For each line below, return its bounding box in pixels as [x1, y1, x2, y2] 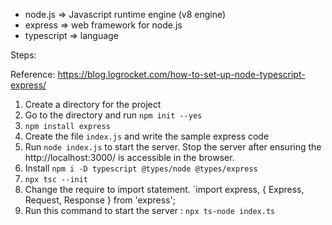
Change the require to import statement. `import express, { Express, [24, 184, 305, 195]
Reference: [10, 69, 56, 80]
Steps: [10, 49, 37, 61]
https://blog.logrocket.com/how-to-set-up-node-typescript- [57, 69, 306, 80]
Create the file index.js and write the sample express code [24, 130, 270, 142]
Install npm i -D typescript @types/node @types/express [24, 162, 258, 174]
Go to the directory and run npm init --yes [24, 109, 203, 121]
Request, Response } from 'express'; [24, 194, 176, 206]
